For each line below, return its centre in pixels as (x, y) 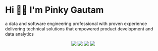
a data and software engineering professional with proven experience (76, 24)
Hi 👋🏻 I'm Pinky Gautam (54, 10)
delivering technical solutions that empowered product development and (79, 28)
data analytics (19, 34)
